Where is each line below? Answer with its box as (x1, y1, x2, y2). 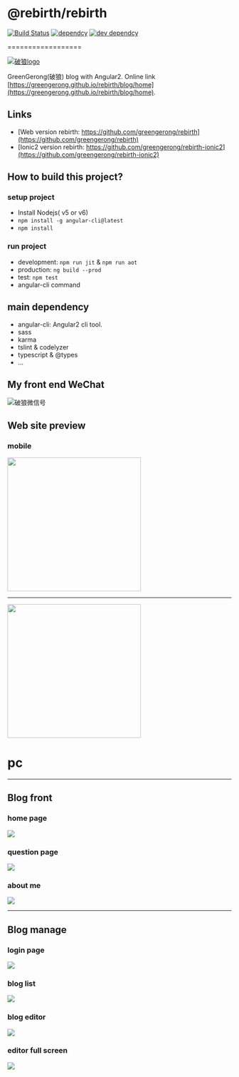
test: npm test (17, 272, 58, 281)
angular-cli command (17, 280, 80, 289)
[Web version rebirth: (17, 127, 80, 136)
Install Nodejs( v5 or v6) (17, 208, 89, 217)
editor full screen (7, 1046, 68, 1056)
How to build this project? (7, 171, 123, 183)
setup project (7, 193, 55, 203)
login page (7, 945, 45, 955)
